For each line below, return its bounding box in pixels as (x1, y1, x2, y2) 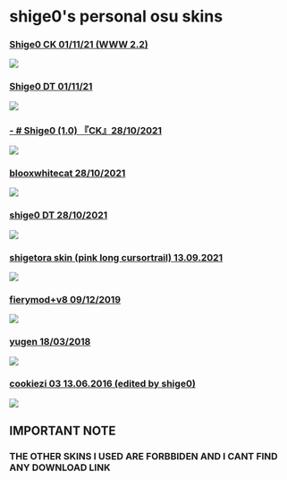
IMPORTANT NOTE (9, 424, 116, 439)
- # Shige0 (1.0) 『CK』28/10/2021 (9, 124, 163, 136)
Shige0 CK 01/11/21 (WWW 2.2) (9, 39, 149, 51)
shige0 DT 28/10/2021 (9, 209, 108, 221)
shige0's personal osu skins (9, 6, 224, 27)
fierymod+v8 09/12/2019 (9, 293, 122, 305)
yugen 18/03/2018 (9, 336, 91, 348)
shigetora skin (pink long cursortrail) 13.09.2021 (9, 251, 224, 263)
